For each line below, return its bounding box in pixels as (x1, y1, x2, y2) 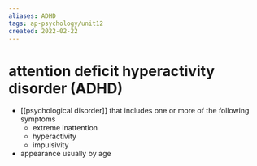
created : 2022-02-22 (8, 27, 79, 35)
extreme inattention (32, 123, 98, 133)
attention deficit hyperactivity (8, 62, 216, 80)
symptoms (20, 114, 56, 124)
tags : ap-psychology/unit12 (8, 19, 104, 28)
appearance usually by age (20, 149, 111, 159)
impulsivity (32, 140, 69, 150)
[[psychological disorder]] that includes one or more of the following (20, 106, 250, 116)
